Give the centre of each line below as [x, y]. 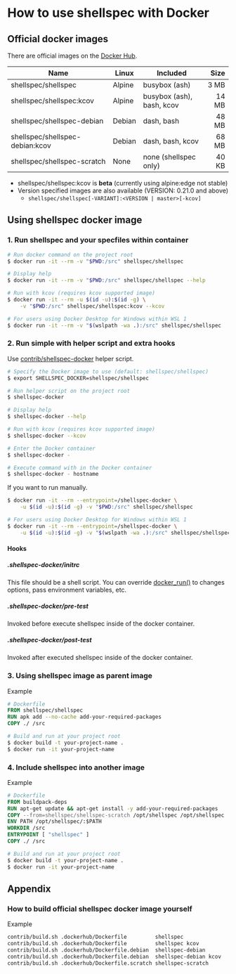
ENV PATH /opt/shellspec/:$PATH [54, 822]
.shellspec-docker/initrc [44, 564]
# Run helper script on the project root [69, 391]
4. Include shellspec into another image [76, 767]
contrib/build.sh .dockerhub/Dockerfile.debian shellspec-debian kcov [114, 956]
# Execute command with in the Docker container [80, 468]
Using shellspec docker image [75, 220]
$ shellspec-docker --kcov [47, 436]
